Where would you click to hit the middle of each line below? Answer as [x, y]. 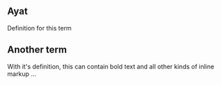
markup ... [22, 74]
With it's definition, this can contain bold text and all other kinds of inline [111, 66]
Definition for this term [39, 28]
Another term [37, 50]
